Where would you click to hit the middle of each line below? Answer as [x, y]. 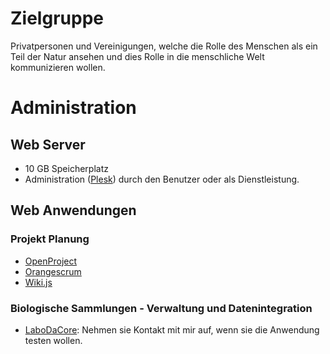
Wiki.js [38, 282]
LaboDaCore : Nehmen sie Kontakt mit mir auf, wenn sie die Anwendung [172, 329]
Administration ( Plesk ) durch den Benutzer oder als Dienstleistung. [162, 179]
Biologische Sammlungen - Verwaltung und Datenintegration [161, 308]
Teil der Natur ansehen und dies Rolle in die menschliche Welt [137, 56]
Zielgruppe [57, 18]
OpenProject [51, 261]
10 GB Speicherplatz [66, 168]
